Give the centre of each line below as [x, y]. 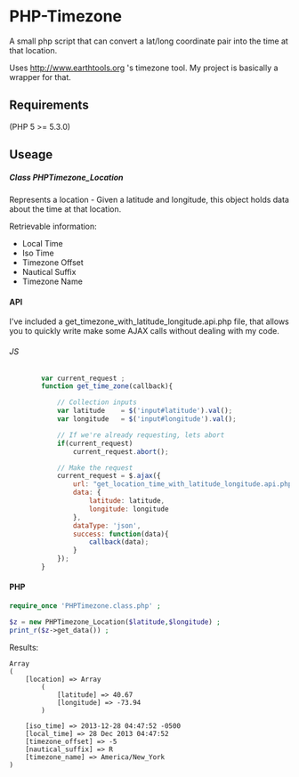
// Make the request [95, 468]
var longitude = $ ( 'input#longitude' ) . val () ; [147, 419]
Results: [24, 647]
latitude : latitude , [127, 501]
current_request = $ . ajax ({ [109, 476]
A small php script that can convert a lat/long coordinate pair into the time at [149, 41]
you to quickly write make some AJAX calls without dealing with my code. [145, 331]
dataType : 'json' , [107, 526]
